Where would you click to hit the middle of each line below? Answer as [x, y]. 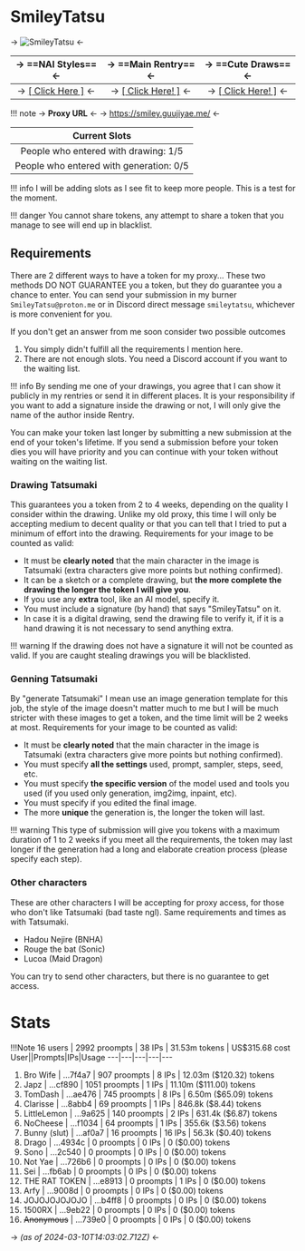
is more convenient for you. [62, 314]
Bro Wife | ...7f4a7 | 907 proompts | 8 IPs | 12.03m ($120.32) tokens [149, 1075]
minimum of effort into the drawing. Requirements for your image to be [142, 533]
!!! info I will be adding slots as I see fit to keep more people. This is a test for [153, 188]
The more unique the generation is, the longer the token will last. [144, 813]
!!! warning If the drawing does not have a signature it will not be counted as [152, 646]
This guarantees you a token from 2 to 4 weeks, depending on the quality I [149, 504]
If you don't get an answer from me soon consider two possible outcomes [148, 331]
